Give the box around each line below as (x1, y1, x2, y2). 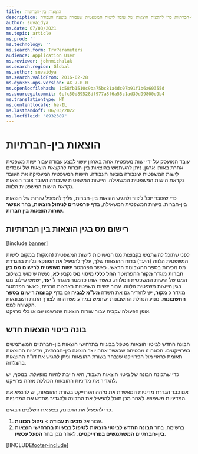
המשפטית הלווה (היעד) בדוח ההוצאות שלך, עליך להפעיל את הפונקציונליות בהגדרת (6, 257, 189, 264)
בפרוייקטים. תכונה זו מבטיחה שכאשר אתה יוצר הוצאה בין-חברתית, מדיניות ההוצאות (6, 347, 190, 354)
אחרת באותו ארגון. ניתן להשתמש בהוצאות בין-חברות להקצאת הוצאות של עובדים (6, 164, 184, 171)
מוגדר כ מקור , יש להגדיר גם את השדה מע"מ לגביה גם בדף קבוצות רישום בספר (6, 289, 186, 296)
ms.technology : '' (6, 42, 51, 48)
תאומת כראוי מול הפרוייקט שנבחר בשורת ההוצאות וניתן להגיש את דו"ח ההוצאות (6, 352, 183, 360)
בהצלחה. (6, 359, 27, 366)
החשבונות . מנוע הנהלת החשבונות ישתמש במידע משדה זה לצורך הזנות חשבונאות (6, 295, 186, 302)
